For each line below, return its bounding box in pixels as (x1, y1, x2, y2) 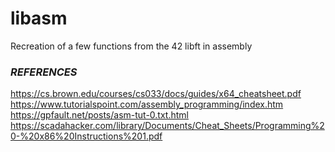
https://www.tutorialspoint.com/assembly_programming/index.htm (10, 98, 284, 111)
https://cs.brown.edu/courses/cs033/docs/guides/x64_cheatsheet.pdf (10, 88, 302, 100)
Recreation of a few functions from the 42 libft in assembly (10, 40, 253, 52)
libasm (10, 7, 68, 30)
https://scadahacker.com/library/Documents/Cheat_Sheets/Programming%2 (10, 120, 325, 132)
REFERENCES (10, 65, 78, 79)
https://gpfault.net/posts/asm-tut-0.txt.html (10, 109, 189, 121)
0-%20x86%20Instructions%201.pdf (10, 130, 163, 142)
